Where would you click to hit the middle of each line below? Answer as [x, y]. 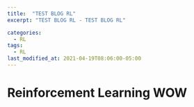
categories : [24, 33]
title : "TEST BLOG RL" [42, 14]
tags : [15, 46]
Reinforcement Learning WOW [97, 93]
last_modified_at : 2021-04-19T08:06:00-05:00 [74, 59]
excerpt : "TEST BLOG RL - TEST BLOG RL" [67, 20]
